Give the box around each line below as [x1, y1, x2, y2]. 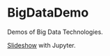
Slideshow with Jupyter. [7, 41, 77, 49]
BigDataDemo [7, 5, 89, 21]
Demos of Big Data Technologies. [7, 28, 103, 36]
